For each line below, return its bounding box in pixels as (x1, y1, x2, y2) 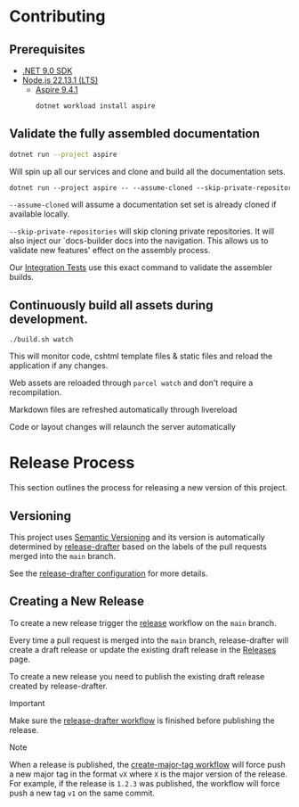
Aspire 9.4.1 (35, 85, 78, 95)
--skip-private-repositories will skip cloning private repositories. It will (9, 226, 274, 237)
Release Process (9, 453, 135, 473)
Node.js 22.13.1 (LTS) (21, 75, 99, 86)
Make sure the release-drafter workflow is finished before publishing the (9, 715, 276, 726)
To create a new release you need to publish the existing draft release (9, 671, 265, 681)
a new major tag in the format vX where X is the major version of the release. (9, 769, 287, 779)
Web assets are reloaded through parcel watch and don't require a (9, 377, 254, 389)
